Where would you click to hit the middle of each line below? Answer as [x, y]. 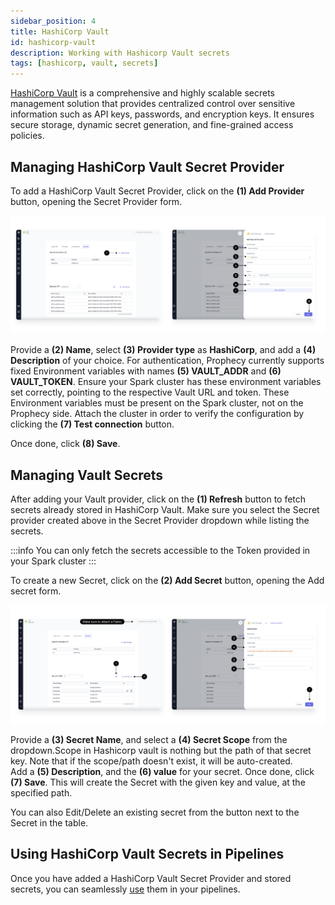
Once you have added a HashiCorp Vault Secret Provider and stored [151, 878]
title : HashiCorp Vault [60, 31]
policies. [27, 136]
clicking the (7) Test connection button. [92, 424]
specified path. [41, 792]
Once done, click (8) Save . [65, 444]
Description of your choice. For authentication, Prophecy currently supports [167, 361]
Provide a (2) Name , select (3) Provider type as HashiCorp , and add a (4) [163, 350]
